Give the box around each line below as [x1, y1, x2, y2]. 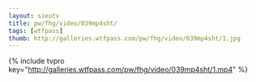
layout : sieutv [8, 11, 60, 20]
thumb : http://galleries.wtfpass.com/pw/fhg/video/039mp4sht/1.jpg [8, 34, 241, 43]
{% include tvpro [8, 56, 65, 66]
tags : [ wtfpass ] [8, 27, 63, 35]
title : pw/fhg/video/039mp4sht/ [8, 19, 117, 27]
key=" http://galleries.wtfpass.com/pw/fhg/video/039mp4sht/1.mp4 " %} [8, 65, 249, 75]
